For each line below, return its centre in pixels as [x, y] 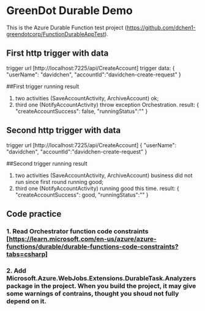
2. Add [16, 271]
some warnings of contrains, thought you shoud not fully [93, 293]
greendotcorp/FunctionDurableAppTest [56, 34]
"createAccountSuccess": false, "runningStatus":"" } [81, 111]
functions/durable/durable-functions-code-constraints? [92, 246]
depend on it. [27, 301]
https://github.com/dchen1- [161, 27]
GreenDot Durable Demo [69, 11]
